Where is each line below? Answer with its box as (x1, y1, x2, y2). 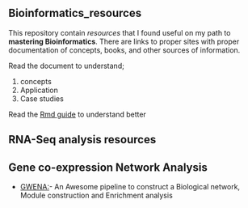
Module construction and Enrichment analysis (19, 190, 174, 201)
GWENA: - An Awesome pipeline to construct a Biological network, (19, 182, 241, 192)
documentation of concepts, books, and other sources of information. (8, 45, 241, 55)
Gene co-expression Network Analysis (8, 160, 208, 174)
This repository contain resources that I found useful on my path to (8, 28, 231, 37)
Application (19, 85, 59, 95)
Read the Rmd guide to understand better (8, 109, 147, 119)
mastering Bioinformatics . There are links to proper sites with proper (8, 36, 240, 46)
